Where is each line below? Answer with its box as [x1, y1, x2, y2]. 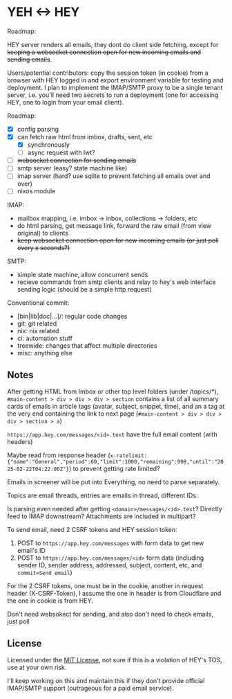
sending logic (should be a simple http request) [17, 285, 152, 294]
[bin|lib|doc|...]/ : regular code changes [17, 312, 128, 321]
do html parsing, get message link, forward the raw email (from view [17, 222, 212, 230]
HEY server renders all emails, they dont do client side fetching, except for [7, 40, 219, 48]
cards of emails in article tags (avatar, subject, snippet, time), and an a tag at [7, 402, 225, 411]
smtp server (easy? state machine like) [17, 164, 128, 172]
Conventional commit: [7, 299, 70, 307]
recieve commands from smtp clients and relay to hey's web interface [17, 278, 216, 286]
